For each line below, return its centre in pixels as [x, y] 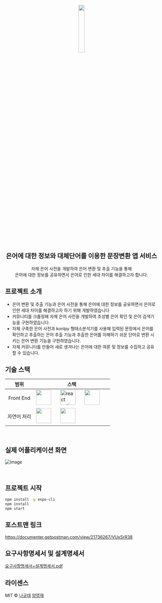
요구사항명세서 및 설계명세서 [45, 553]
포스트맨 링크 [24, 525]
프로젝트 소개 [24, 292]
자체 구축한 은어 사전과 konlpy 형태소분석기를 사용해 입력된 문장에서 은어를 [83, 328]
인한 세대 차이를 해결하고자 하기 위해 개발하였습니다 [61, 310]
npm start [15, 508]
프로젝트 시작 [24, 488]
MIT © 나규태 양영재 [24, 596]
